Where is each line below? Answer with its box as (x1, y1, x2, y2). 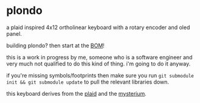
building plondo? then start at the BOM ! (6, 42, 105, 49)
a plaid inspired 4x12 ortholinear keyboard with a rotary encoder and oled (6, 24, 190, 31)
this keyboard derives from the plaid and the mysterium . (6, 90, 147, 97)
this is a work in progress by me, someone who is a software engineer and (6, 53, 193, 61)
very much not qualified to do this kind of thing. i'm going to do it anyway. (6, 60, 191, 67)
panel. (6, 30, 22, 37)
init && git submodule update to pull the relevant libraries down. (6, 78, 169, 85)
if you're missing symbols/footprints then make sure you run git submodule (6, 71, 195, 79)
